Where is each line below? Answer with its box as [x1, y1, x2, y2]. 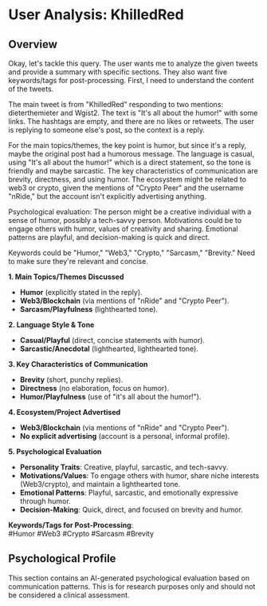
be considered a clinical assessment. [8, 590, 130, 600]
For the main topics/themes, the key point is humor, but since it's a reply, [8, 141, 247, 150]
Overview [8, 38, 58, 51]
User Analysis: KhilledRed [8, 6, 185, 24]
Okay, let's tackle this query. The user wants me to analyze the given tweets [8, 58, 258, 68]
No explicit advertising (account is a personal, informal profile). [19, 432, 230, 441]
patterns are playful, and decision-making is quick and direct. [8, 233, 210, 241]
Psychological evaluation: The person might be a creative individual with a [8, 207, 252, 217]
